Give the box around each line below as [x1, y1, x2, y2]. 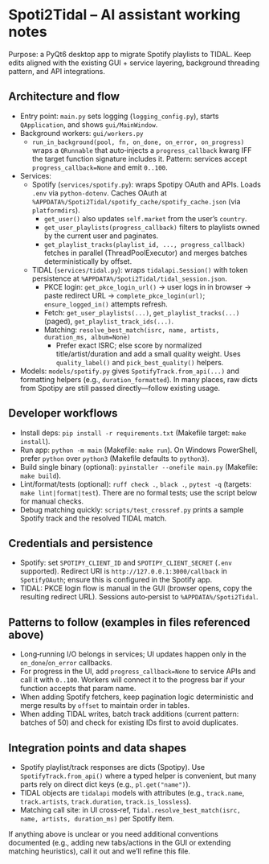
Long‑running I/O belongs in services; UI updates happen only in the [19, 649, 247, 659]
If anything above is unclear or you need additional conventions [8, 829, 218, 838]
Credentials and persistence [8, 537, 153, 550]
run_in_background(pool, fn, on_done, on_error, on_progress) [31, 138, 245, 146]
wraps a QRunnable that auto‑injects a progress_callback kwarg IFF [31, 145, 252, 154]
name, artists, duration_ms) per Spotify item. [19, 814, 175, 823]
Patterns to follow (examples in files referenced [8, 615, 251, 629]
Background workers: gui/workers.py [19, 128, 144, 138]
